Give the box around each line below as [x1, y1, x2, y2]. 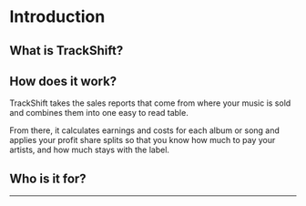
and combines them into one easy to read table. [9, 108, 189, 118]
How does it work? [9, 73, 117, 88]
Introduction [9, 6, 106, 27]
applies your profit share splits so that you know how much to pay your [9, 135, 276, 146]
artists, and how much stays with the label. [9, 144, 170, 156]
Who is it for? [9, 170, 87, 186]
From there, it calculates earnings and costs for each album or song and [9, 125, 280, 136]
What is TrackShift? [9, 43, 124, 58]
